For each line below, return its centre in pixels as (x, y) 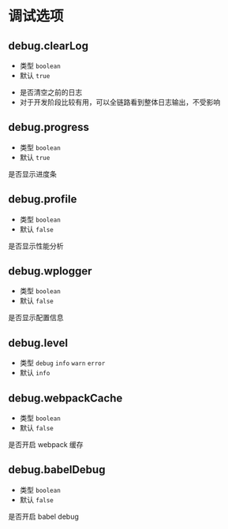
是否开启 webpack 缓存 (46, 445)
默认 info (35, 373)
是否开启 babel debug (43, 516)
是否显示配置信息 (36, 318)
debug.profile (43, 199)
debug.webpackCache (65, 398)
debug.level (38, 343)
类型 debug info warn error (62, 363)
